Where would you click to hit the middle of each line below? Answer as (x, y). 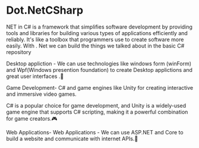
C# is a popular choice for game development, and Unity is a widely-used (96, 105)
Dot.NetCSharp (45, 10)
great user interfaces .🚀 (35, 76)
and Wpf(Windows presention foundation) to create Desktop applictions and (99, 70)
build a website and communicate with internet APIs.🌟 (72, 138)
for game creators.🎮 (32, 118)
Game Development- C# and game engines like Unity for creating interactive (100, 87)
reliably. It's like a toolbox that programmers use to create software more (95, 39)
